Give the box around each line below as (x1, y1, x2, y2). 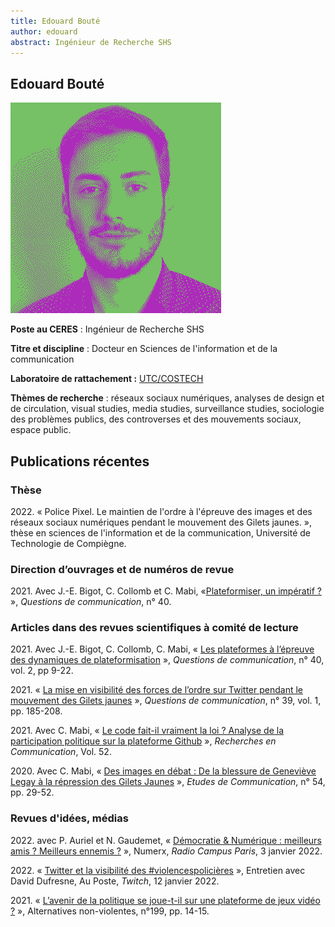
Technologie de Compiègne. (10, 537, 127, 549)
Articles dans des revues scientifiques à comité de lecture (10, 621, 299, 635)
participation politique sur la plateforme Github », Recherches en (10, 735, 277, 747)
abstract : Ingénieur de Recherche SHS (10, 37, 172, 47)
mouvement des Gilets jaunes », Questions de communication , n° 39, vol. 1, (10, 695, 322, 707)
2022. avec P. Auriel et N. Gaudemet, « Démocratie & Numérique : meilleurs (10, 834, 322, 846)
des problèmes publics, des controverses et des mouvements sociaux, (10, 413, 302, 425)
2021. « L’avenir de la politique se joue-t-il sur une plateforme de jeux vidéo (10, 894, 321, 906)
